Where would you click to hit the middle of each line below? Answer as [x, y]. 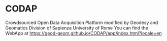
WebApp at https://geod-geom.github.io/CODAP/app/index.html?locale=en [83, 33]
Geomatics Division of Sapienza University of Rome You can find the [77, 27]
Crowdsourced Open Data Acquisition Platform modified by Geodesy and [82, 22]
